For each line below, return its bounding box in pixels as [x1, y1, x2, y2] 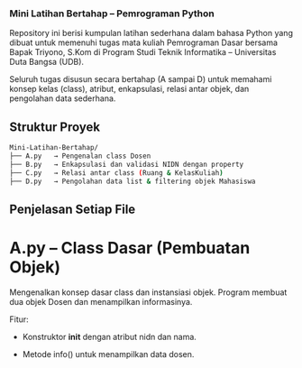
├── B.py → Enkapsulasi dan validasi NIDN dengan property [9, 160, 244, 169]
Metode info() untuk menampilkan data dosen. [22, 348, 195, 359]
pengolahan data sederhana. [9, 93, 116, 104]
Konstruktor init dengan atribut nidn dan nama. [22, 331, 197, 342]
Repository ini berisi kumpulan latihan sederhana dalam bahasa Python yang [9, 28, 293, 39]
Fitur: [9, 314, 29, 325]
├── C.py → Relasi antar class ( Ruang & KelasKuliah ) [9, 168, 224, 178]
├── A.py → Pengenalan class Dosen [9, 152, 151, 161]
